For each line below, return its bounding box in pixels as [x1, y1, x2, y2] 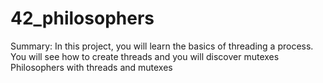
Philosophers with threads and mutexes [10, 61, 173, 73]
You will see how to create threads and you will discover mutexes [10, 50, 280, 62]
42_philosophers [10, 7, 155, 30]
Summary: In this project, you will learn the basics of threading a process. [10, 40, 314, 52]
